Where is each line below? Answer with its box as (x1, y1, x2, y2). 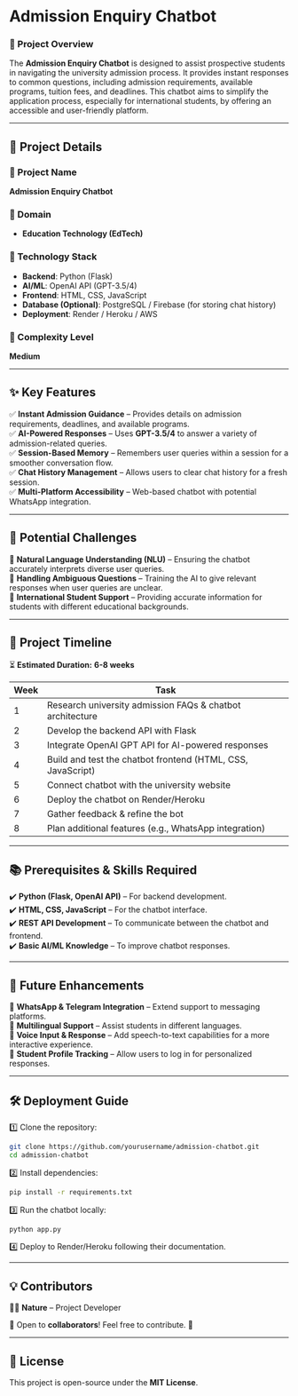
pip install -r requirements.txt (9, 1187, 133, 1196)
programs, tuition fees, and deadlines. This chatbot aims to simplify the (9, 86, 269, 97)
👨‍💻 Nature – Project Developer (9, 1303, 122, 1313)
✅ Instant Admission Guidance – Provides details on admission (9, 408, 242, 419)
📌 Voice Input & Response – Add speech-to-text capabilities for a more (9, 1030, 271, 1041)
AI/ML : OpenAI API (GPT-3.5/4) (21, 280, 137, 290)
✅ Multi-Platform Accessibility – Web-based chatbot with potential (9, 486, 257, 496)
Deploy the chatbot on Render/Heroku (47, 793, 206, 805)
